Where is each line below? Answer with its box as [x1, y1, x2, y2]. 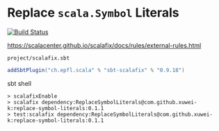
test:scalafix [13, 111, 54, 118]
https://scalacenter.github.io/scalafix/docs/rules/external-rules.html [7, 41, 202, 49]
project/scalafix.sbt [7, 54, 70, 62]
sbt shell [7, 79, 32, 87]
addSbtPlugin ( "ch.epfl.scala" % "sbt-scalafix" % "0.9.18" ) [7, 67, 186, 73]
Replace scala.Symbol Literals [7, 5, 179, 21]
